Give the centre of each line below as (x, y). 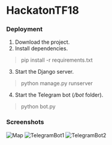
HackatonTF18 (43, 10)
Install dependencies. (41, 49)
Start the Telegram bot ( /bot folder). (59, 95)
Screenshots (25, 122)
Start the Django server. (44, 72)
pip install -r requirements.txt (57, 60)
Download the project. (42, 42)
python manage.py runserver (57, 83)
